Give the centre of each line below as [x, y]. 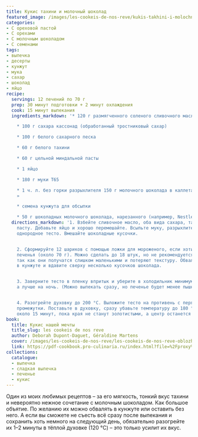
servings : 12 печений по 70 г [48, 99]
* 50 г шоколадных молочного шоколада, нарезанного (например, [96, 217]
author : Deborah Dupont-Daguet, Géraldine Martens [75, 336]
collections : [22, 352]
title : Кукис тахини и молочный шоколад [57, 11]
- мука [14, 72]
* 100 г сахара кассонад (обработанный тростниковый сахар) [92, 126]
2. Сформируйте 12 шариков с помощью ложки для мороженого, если [99, 249]
